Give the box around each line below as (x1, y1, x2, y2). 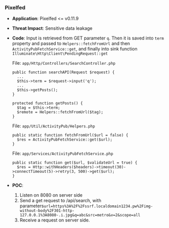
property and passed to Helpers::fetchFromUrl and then (12, 40, 130, 47)
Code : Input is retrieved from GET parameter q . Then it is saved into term (12, 35, 164, 41)
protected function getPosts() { (12, 101, 83, 106)
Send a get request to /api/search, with (19, 198, 102, 204)
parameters (19, 203, 44, 209)
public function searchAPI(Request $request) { (12, 70, 115, 75)
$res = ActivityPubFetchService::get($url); (17, 137, 113, 143)
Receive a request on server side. (19, 217, 90, 223)
